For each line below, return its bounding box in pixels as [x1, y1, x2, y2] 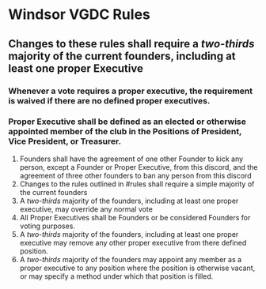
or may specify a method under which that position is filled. [19, 271, 214, 281]
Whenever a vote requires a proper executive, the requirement [8, 85, 253, 96]
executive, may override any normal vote [19, 204, 153, 214]
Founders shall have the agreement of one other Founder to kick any [19, 154, 244, 163]
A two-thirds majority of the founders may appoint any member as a [19, 254, 242, 264]
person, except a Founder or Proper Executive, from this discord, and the [19, 162, 258, 171]
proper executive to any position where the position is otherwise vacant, [19, 263, 256, 272]
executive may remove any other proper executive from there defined [19, 238, 247, 247]
